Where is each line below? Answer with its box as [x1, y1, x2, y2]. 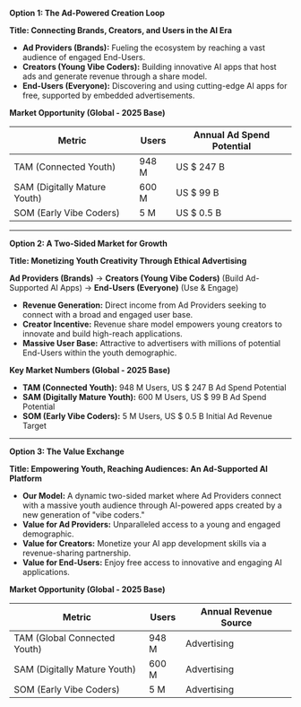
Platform [9, 473, 43, 484]
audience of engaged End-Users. [21, 52, 146, 62]
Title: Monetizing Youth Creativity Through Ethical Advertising [9, 256, 247, 266]
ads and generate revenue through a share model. [21, 71, 208, 82]
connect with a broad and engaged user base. [21, 310, 193, 319]
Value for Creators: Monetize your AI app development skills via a [21, 538, 267, 548]
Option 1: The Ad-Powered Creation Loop [9, 8, 166, 18]
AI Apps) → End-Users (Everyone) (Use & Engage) [50, 283, 239, 292]
